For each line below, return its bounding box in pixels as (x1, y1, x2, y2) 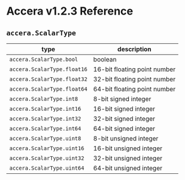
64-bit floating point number (93, 85, 176, 93)
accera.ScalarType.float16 (9, 66, 88, 72)
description (117, 45, 152, 53)
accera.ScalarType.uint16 (9, 145, 85, 151)
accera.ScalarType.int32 (9, 116, 82, 122)
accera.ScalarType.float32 (9, 76, 88, 83)
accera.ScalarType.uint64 (9, 165, 85, 171)
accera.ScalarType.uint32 (9, 155, 85, 162)
